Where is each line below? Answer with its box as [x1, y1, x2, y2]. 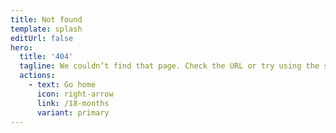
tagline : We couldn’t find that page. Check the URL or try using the [19, 61, 320, 71]
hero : [10, 42, 33, 53]
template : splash [10, 24, 83, 34]
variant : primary [36, 107, 110, 118]
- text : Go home [28, 80, 97, 90]
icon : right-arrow [36, 89, 114, 99]
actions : [19, 71, 56, 81]
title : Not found [10, 14, 83, 25]
